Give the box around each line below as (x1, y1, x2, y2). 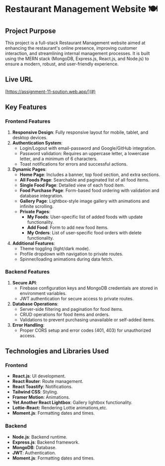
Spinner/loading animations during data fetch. (19, 256, 113, 262)
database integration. (19, 192, 63, 198)
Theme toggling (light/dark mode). (19, 245, 90, 251)
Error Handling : (12, 322, 45, 328)
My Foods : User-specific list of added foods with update (27, 214, 143, 220)
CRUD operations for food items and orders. (19, 311, 110, 317)
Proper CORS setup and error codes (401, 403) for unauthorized (19, 327, 151, 333)
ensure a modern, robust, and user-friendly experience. (5, 61, 119, 67)
